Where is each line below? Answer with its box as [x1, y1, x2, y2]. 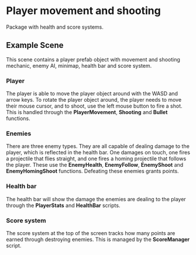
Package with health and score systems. [6, 23, 104, 30]
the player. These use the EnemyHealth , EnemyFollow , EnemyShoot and [6, 161, 184, 168]
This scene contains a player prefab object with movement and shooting [6, 56, 180, 63]
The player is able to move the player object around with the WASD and [6, 90, 178, 97]
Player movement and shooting [6, 4, 161, 18]
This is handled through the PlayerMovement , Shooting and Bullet [6, 109, 168, 116]
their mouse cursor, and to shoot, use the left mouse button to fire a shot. [6, 102, 183, 109]
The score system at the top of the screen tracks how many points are [6, 229, 176, 236]
